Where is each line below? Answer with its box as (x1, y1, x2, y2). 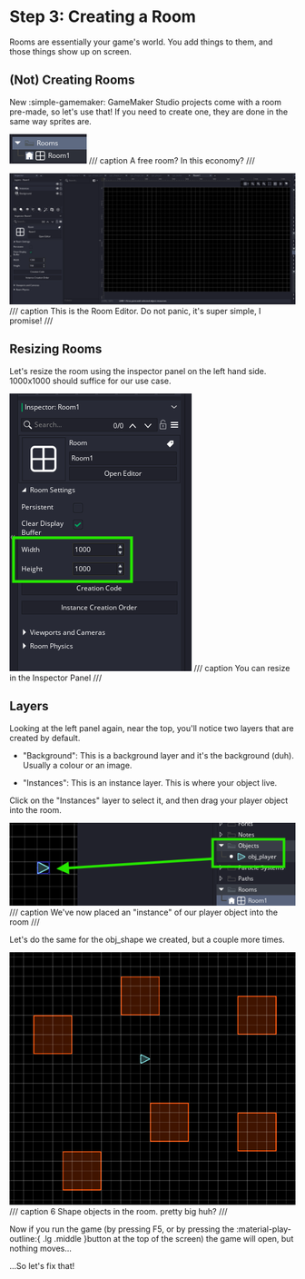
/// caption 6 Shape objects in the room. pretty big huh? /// (9, 1205, 229, 1216)
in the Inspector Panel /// (9, 672, 103, 683)
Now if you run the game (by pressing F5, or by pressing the (9, 1224, 234, 1234)
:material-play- (235, 1224, 292, 1234)
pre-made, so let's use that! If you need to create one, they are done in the (9, 106, 289, 117)
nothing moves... (9, 1243, 73, 1254)
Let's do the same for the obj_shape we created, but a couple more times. (9, 934, 286, 945)
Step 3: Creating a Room (9, 6, 197, 27)
